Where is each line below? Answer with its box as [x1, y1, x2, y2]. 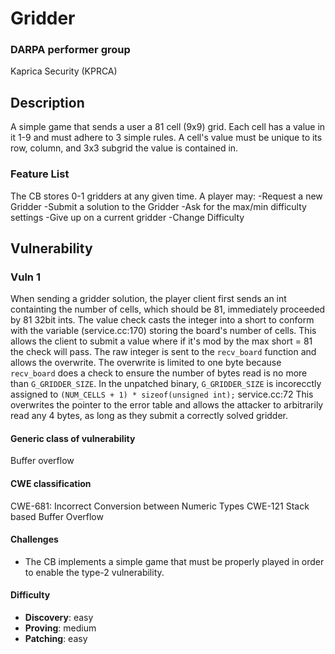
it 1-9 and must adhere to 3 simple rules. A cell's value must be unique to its [10, 132, 323, 144]
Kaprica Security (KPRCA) [10, 65, 118, 77]
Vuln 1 [10, 270, 41, 284]
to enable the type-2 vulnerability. [24, 566, 165, 578]
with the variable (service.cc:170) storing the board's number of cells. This [10, 325, 317, 337]
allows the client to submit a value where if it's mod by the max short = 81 [10, 335, 313, 347]
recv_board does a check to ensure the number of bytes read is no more [10, 367, 308, 379]
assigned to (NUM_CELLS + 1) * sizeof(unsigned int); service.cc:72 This [10, 388, 314, 401]
